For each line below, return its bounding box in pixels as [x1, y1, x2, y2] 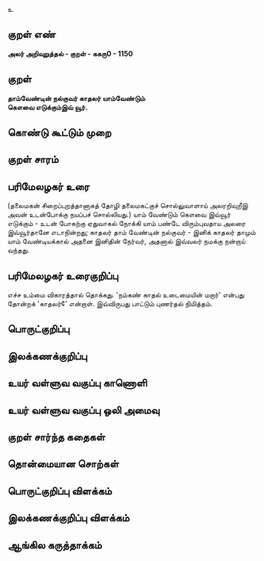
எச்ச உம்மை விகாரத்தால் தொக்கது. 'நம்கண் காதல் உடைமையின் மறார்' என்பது [7, 290, 245, 300]
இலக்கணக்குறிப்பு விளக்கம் [7, 511, 130, 524]
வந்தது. [7, 245, 29, 255]
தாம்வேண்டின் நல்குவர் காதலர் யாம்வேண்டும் [7, 93, 146, 103]
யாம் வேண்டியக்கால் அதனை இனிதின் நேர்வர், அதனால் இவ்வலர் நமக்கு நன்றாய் [7, 236, 246, 246]
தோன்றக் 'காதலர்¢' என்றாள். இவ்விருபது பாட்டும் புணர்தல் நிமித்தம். [7, 299, 213, 309]
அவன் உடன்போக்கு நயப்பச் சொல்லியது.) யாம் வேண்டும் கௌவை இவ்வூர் [7, 209, 231, 219]
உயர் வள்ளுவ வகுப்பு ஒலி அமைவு [7, 403, 160, 417]
